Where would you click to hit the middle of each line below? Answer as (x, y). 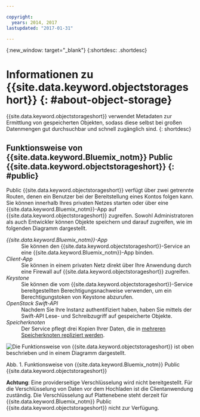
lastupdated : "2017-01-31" (40, 28)
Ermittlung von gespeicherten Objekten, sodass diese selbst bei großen (94, 122)
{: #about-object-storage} (106, 100)
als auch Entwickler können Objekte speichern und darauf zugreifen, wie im (99, 222)
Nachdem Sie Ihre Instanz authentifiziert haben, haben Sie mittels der (107, 310)
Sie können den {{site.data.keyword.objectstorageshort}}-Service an (106, 246)
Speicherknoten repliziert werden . (63, 335)
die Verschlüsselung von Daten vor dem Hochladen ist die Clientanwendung (100, 389)
